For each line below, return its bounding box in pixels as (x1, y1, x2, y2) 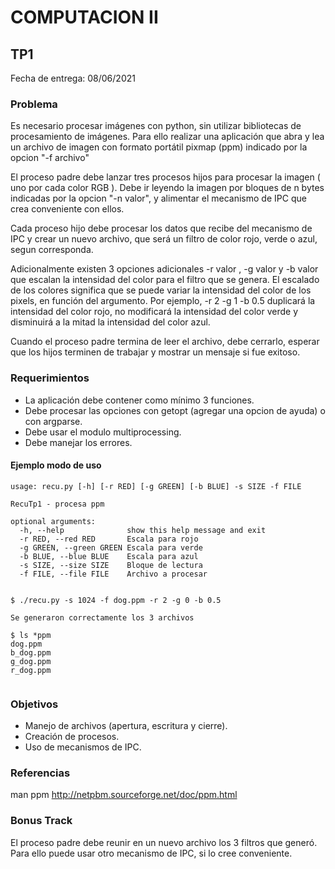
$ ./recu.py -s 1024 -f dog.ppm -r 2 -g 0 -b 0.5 (10, 595, 222, 605)
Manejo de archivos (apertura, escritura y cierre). (24, 720, 228, 732)
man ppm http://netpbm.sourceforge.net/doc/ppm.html (10, 789, 238, 801)
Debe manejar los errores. (24, 436, 133, 448)
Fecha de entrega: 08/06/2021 (10, 72, 136, 84)
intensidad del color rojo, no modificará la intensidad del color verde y (10, 306, 298, 318)
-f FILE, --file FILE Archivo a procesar (19, 569, 208, 579)
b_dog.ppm (10, 647, 52, 658)
